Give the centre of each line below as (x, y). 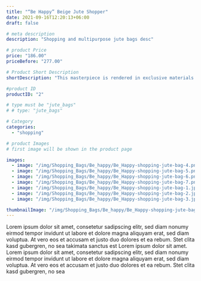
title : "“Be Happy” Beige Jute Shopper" (57, 12)
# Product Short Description (42, 72)
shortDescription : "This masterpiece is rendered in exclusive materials (100, 78)
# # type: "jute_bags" (34, 111)
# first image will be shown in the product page (69, 149)
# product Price (26, 50)
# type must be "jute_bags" (41, 105)
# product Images (28, 144)
